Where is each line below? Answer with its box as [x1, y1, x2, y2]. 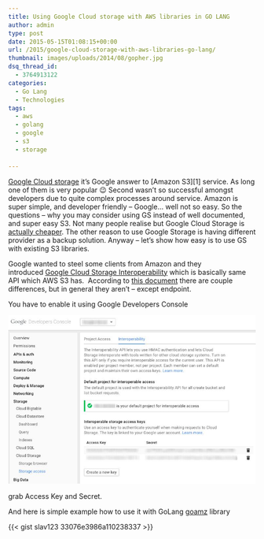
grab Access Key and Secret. [8, 492, 102, 501]
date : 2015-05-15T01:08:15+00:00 [8, 38, 118, 46]
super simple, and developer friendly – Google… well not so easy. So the [8, 202, 243, 211]
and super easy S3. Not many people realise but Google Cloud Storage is [8, 218, 245, 228]
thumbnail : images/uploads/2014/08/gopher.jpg [8, 54, 163, 62]
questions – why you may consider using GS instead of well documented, [8, 210, 246, 220]
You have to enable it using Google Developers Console [8, 299, 189, 309]
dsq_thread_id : [8, 63, 58, 71]
